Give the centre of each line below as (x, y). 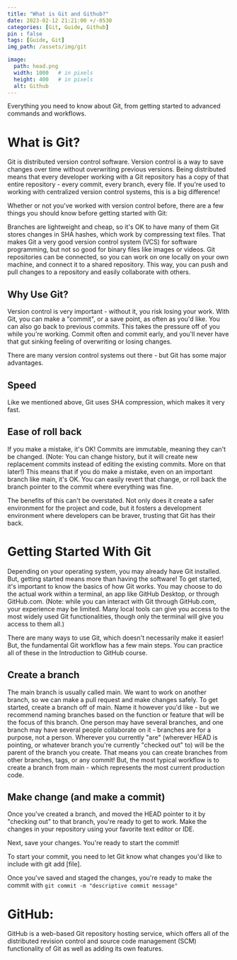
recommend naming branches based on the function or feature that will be (116, 715)
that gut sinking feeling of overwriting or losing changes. (89, 341)
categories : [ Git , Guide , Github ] (58, 27)
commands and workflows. (47, 113)
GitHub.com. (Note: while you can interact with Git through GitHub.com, (112, 601)
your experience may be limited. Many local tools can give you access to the (119, 609)
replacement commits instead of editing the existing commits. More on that (117, 464)
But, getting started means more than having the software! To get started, (115, 579)
